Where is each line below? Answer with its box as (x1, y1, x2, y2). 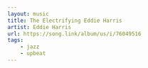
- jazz (20, 43, 40, 50)
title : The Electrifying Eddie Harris (7, 17, 122, 24)
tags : (7, 37, 23, 44)
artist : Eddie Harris (7, 23, 72, 30)
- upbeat (20, 50, 46, 57)
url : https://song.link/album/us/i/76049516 (7, 30, 142, 38)
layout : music (7, 10, 50, 18)
